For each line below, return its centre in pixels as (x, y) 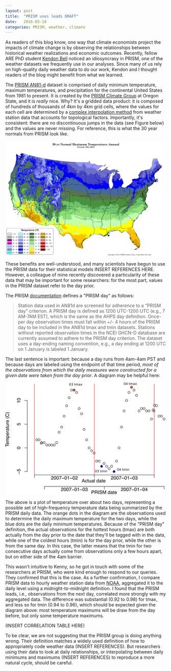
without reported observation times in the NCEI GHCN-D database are (92, 333)
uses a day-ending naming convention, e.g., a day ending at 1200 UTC (92, 344)
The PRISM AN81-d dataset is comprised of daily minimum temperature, (81, 85)
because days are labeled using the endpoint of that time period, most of (82, 364)
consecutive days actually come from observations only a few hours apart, (84, 552)
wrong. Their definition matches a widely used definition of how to (75, 641)
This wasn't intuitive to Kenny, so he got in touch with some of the (75, 567)
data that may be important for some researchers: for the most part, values (84, 280)
